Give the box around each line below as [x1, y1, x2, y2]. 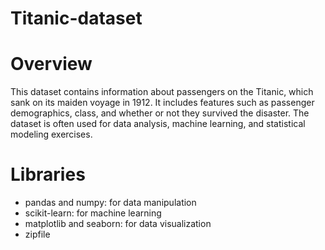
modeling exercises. [10, 128, 93, 141]
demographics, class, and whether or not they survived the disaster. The [10, 107, 310, 119]
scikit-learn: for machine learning [24, 207, 162, 219]
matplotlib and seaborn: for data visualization [24, 218, 212, 230]
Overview [10, 53, 93, 76]
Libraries [10, 163, 86, 186]
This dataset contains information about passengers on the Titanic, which [10, 86, 314, 98]
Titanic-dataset [10, 7, 143, 30]
